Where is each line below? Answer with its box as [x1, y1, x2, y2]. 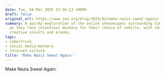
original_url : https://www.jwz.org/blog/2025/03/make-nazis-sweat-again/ [5, 16, 160, 21]
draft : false [5, 12, 32, 17]
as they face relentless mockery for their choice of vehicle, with [9, 26, 153, 30]
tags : [5, 35, 16, 40]
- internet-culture [5, 48, 45, 53]
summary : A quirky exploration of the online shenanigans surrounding [5, 21, 153, 26]
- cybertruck [5, 39, 32, 44]
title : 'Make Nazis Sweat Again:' [5, 52, 76, 58]
